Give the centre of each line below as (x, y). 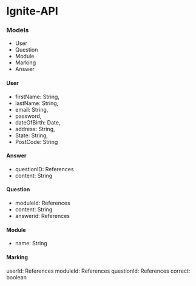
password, (28, 116)
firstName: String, (37, 97)
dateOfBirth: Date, (38, 122)
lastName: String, (37, 103)
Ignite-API (32, 11)
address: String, (35, 129)
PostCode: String (36, 141)
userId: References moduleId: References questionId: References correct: (98, 271)
